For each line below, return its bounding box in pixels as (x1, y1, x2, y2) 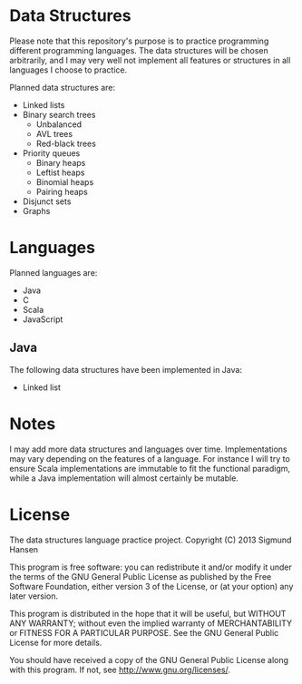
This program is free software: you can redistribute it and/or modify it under (9, 562, 292, 572)
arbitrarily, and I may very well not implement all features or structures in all (9, 54, 291, 65)
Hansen (9, 543, 39, 554)
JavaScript (22, 314, 63, 325)
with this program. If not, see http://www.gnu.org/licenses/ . (9, 664, 231, 675)
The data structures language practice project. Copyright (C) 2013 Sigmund (9, 534, 292, 545)
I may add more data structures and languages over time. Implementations (9, 444, 287, 454)
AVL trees (35, 128, 73, 139)
